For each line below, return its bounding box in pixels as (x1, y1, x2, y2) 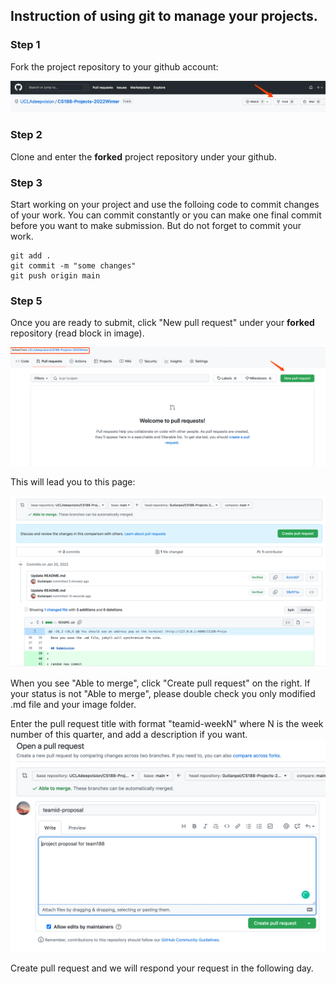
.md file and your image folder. (10, 699, 137, 711)
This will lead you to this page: (10, 475, 136, 488)
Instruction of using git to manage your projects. (10, 8, 318, 25)
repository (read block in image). (10, 327, 145, 339)
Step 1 (10, 38, 41, 52)
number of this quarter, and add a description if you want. (10, 729, 248, 741)
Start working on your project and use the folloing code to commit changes (10, 198, 320, 210)
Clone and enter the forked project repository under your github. (10, 150, 277, 163)
